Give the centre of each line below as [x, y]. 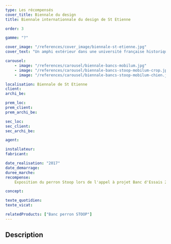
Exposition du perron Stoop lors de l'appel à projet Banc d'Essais [89, 182]
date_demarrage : [22, 168]
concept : [15, 191]
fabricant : [17, 154]
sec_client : [18, 126]
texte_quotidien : [24, 201]
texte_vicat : [19, 205]
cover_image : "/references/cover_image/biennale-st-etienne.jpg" [76, 47]
